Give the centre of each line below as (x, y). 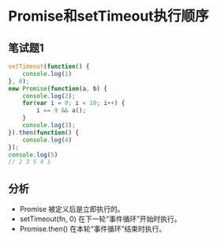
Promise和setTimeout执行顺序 (108, 16)
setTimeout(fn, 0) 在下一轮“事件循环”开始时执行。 (100, 219)
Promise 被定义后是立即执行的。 (72, 209)
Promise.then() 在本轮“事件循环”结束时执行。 (93, 229)
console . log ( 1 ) (47, 73)
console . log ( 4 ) (47, 140)
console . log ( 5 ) (33, 155)
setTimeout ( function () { (49, 66)
